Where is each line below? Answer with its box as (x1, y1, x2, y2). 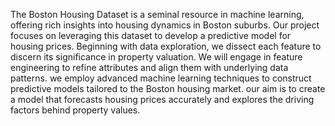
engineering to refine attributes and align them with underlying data (10, 62, 289, 73)
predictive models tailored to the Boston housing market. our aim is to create (10, 83, 326, 94)
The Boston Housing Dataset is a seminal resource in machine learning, (10, 9, 305, 20)
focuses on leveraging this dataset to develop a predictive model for (10, 30, 292, 41)
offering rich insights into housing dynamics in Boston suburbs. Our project (10, 19, 320, 31)
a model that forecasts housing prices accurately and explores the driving (10, 94, 315, 105)
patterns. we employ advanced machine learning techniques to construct (10, 72, 312, 84)
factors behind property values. (10, 104, 141, 116)
